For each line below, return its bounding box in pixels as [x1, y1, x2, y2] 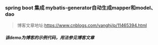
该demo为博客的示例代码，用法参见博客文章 [5, 34, 95, 40]
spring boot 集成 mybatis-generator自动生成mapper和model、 [5, 4, 156, 11]
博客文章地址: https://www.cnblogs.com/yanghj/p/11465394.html [17, 22, 147, 28]
